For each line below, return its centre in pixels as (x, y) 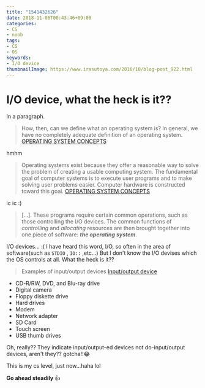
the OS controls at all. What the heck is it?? (60, 260)
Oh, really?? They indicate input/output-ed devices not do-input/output (96, 347)
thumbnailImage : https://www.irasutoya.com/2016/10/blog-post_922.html (99, 69)
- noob (15, 35)
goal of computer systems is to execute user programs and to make (106, 178)
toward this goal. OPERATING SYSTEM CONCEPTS (85, 192)
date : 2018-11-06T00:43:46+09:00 (49, 18)
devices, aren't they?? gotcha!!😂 (48, 354)
